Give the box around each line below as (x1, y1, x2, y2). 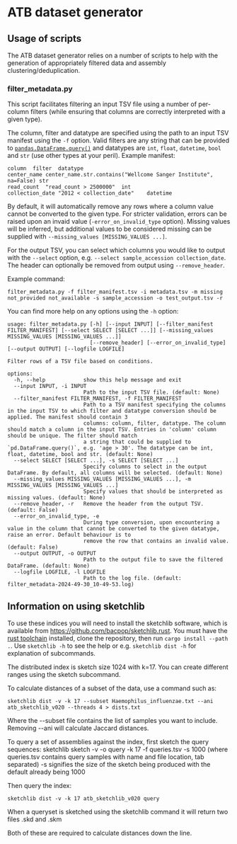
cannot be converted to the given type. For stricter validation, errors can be (7, 210, 228, 218)
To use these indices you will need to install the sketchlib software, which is (7, 619, 228, 627)
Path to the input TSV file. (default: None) (83, 389, 220, 397)
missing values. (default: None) (7, 494, 106, 501)
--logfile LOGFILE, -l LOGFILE (13, 569, 106, 576)
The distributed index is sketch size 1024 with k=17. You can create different (7, 663, 229, 671)
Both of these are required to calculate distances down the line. (7, 829, 192, 838)
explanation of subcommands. (7, 649, 96, 658)
